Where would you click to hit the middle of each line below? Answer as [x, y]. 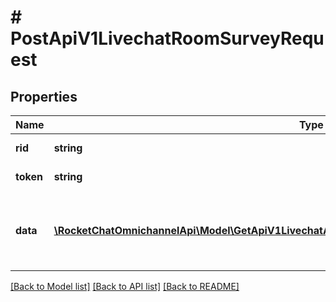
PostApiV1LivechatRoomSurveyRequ [167, 38]
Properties [44, 96]
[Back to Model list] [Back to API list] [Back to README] [125, 286]
